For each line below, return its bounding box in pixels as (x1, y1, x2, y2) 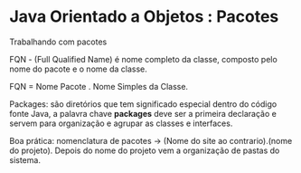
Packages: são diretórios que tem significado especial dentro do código (9, 98, 277, 110)
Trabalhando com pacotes (9, 36, 108, 47)
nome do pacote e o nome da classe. (9, 63, 147, 74)
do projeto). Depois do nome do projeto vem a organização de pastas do (9, 145, 280, 156)
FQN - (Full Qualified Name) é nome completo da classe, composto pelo (9, 53, 277, 64)
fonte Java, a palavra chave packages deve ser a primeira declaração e (9, 108, 277, 119)
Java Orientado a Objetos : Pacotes (9, 6, 279, 27)
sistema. (9, 154, 41, 165)
